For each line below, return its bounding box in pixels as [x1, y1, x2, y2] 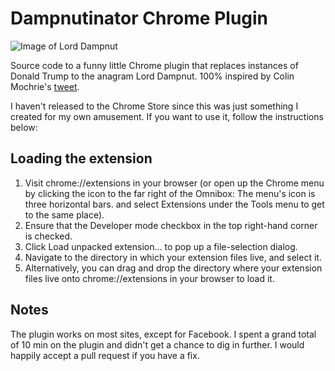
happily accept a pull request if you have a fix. [10, 349, 200, 361]
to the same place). [24, 208, 105, 221]
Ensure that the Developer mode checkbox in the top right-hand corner [24, 219, 318, 231]
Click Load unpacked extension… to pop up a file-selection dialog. [24, 240, 298, 252]
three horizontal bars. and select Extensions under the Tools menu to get [24, 198, 325, 210]
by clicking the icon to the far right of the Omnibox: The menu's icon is [24, 187, 316, 199]
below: [10, 121, 38, 133]
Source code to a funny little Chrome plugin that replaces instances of [10, 59, 299, 71]
